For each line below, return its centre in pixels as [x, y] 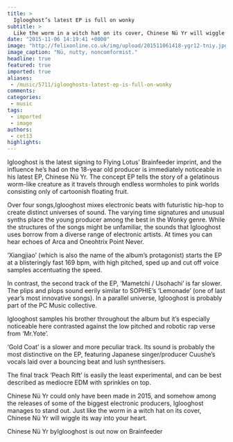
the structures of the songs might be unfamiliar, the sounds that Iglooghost [114, 227]
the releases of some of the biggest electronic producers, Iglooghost [105, 403]
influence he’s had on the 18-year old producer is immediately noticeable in [114, 170]
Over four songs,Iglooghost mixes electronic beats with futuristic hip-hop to [115, 205]
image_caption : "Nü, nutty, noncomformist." [72, 53]
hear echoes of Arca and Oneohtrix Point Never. [76, 242]
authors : [20, 130]
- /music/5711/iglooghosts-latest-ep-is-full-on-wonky [91, 85]
